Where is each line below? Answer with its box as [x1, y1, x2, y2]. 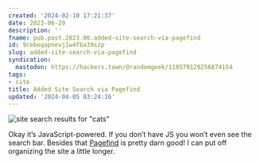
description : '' [8, 26, 62, 34]
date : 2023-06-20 [8, 19, 66, 27]
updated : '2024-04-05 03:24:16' [8, 93, 115, 101]
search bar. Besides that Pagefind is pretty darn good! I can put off [8, 138, 227, 147]
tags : [8, 71, 26, 78]
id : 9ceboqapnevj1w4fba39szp [8, 41, 105, 49]
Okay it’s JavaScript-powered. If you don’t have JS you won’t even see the [8, 130, 252, 139]
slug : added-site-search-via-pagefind [8, 48, 137, 56]
